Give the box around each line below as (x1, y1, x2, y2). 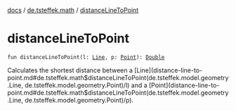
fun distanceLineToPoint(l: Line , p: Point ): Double (7, 53, 165, 60)
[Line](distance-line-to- (134, 66, 202, 74)
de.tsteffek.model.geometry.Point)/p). (24, 96, 134, 104)
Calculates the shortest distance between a (7, 66, 133, 74)
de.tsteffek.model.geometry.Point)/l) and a (24, 81, 147, 89)
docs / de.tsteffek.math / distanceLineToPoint (7, 6, 139, 14)
